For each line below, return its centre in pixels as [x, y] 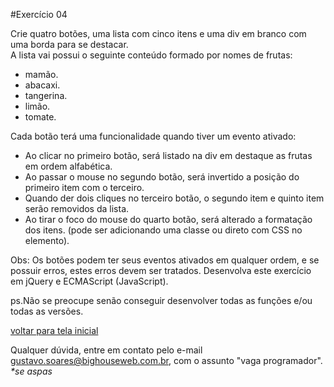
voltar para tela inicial [54, 330]
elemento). [47, 240]
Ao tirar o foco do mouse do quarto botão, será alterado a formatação [168, 219]
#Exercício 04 [39, 14]
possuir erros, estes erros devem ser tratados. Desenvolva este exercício [161, 270]
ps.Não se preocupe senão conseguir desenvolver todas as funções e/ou [161, 300]
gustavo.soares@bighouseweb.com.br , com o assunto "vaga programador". [166, 360]
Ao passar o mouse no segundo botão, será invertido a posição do [162, 177]
